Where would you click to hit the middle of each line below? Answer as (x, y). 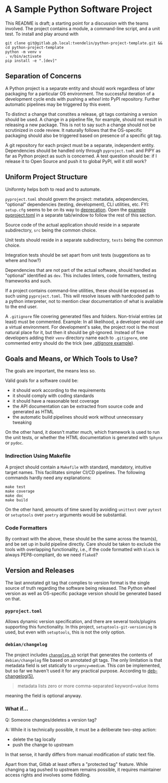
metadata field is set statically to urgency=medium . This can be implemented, (83, 666)
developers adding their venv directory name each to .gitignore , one (76, 338)
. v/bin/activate (23, 56)
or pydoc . (14, 443)
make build (17, 500)
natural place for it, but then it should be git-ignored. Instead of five (75, 332)
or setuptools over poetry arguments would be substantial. (66, 515)
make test (16, 487)
